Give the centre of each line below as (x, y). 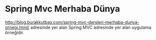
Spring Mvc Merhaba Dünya (62, 9)
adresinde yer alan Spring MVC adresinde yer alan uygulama (91, 27)
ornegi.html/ (17, 27)
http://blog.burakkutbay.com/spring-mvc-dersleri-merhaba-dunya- (72, 22)
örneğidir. (15, 32)
